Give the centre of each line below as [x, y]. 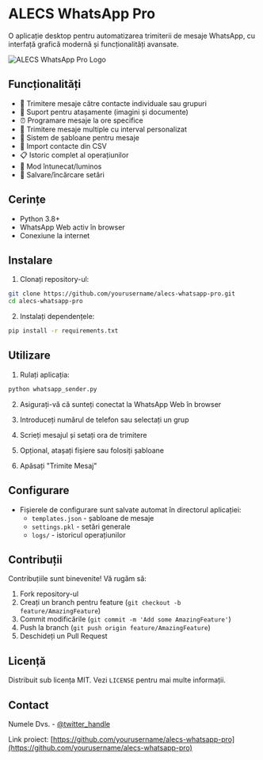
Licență [27, 661]
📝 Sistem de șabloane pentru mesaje [80, 137]
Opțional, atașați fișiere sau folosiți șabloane [92, 450]
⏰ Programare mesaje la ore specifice [82, 120]
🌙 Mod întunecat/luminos [61, 166]
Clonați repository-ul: [54, 279]
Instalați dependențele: [57, 317]
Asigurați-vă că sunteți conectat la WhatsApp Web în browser [120, 404]
